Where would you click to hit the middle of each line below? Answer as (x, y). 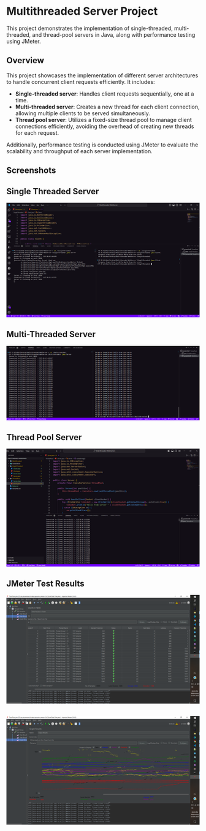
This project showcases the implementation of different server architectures (102, 75)
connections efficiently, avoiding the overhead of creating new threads (105, 126)
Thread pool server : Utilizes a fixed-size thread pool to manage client (103, 120)
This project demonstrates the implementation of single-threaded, (90, 28)
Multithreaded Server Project (82, 11)
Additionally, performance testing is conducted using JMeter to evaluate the (102, 145)
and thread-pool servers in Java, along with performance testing (114, 34)
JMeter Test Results (45, 583)
